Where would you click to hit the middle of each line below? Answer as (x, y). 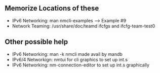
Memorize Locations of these (52, 8)
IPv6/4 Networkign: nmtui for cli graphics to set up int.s (70, 59)
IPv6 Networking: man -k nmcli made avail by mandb (67, 54)
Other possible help (36, 42)
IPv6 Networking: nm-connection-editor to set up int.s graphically (81, 65)
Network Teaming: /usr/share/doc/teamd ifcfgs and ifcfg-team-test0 (84, 26)
